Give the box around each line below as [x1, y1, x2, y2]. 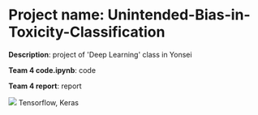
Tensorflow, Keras [18, 97, 80, 107]
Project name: [8, 6, 105, 24]
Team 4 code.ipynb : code [8, 65, 96, 75]
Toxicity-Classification [8, 23, 166, 41]
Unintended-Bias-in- [107, 6, 251, 24]
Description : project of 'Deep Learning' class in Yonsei [8, 49, 192, 59]
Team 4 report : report [8, 81, 83, 91]
